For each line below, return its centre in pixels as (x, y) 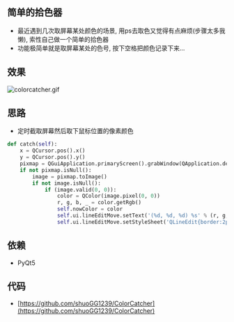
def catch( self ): (32, 144)
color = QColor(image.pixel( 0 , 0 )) (108, 196)
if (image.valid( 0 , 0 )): (80, 190)
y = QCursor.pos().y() (53, 158)
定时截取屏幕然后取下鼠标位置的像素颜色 (75, 131)
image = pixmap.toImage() (70, 176)
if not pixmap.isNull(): (56, 170)
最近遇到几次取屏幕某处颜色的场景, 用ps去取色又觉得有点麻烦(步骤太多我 (121, 31)
